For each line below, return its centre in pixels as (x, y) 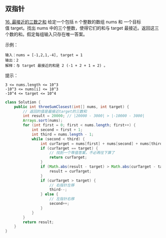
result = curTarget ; (70, 171)
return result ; (39, 222)
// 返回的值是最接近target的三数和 (55, 111)
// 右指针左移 (62, 185)
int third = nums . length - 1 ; (62, 134)
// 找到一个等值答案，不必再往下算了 (82, 153)
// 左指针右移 (62, 199)
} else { (49, 194)
